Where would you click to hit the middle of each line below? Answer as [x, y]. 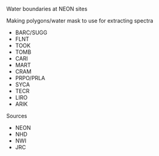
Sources [17, 116]
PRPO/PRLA [30, 78]
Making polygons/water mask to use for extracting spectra [80, 20]
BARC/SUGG [31, 32]
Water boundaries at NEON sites [47, 9]
